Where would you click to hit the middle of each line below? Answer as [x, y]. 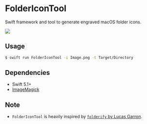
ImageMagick [26, 89]
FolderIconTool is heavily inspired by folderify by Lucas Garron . [77, 117]
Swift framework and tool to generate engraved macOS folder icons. [73, 22]
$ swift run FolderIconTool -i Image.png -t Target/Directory [69, 57]
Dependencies [27, 73]
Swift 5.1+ [22, 84]
